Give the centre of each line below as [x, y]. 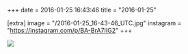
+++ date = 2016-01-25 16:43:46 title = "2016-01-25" [82, 10]
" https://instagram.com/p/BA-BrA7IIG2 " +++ [69, 30]
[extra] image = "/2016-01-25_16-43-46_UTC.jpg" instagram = [94, 23]
